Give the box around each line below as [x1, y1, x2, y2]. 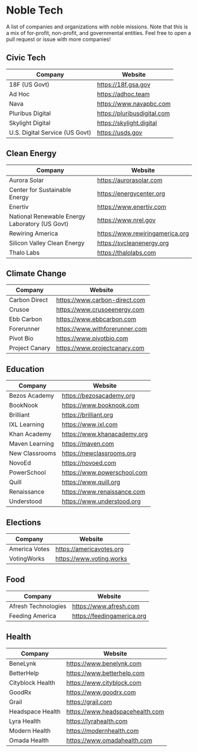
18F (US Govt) [9, 80, 50, 89]
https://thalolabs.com [97, 248, 156, 257]
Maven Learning [9, 440, 54, 448]
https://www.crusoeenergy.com [55, 306, 145, 314]
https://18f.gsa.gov [97, 80, 151, 89]
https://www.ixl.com [61, 420, 118, 429]
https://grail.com [66, 698, 113, 706]
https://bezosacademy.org [61, 391, 136, 400]
